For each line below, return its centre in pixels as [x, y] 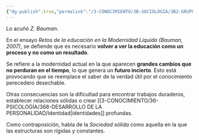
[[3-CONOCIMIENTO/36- [128, 100]
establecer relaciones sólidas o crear [51, 100]
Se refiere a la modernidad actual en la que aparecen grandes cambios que [99, 64]
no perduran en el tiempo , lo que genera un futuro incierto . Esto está [91, 70]
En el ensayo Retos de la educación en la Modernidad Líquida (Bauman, [94, 40]
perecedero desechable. [36, 83]
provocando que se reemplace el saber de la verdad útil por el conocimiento [99, 76]
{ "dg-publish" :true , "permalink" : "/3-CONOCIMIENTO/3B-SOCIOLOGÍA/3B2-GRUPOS [102, 12]
